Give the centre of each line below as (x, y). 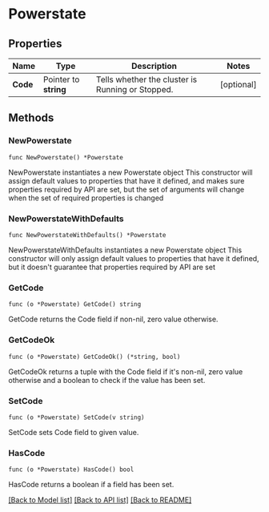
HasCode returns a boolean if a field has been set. (91, 485)
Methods (31, 118)
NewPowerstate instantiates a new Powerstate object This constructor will (130, 172)
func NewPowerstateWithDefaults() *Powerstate (87, 235)
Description (155, 66)
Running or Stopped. (134, 89)
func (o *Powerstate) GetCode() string (75, 304)
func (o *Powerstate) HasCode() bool (71, 470)
